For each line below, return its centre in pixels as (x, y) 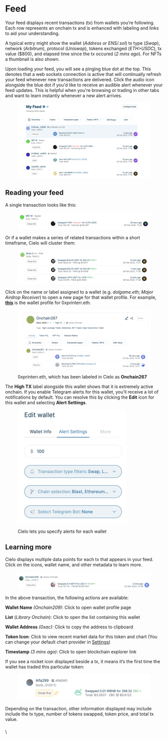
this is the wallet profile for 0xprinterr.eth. (48, 303)
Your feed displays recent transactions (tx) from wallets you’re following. (80, 23)
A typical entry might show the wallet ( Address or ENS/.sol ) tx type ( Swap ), (83, 43)
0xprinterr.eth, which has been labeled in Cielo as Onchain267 (82, 377)
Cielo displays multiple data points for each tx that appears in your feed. (79, 559)
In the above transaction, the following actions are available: (67, 598)
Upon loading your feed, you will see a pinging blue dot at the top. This (78, 69)
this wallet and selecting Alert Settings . (46, 402)
